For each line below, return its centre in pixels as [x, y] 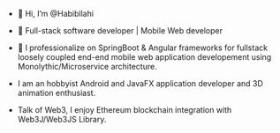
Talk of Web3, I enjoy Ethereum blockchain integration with [125, 110]
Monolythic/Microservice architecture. [87, 66]
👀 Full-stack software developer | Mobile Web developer [120, 30]
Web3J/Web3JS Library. [62, 119]
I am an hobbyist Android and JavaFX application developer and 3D [140, 83]
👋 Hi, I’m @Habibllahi [56, 14]
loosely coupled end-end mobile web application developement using [144, 57]
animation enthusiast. [57, 93]
